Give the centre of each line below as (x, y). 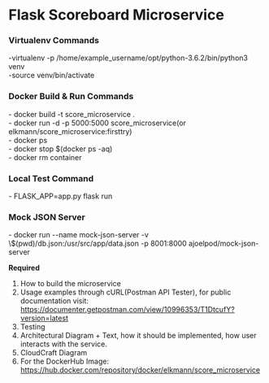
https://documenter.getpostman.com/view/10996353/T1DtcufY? (128, 310)
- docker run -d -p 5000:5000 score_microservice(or (98, 123)
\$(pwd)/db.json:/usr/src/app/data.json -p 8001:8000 (98, 244)
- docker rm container (46, 157)
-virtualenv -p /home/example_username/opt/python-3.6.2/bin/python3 (128, 58)
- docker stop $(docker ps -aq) (61, 149)
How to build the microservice (71, 284)
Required (24, 268)
